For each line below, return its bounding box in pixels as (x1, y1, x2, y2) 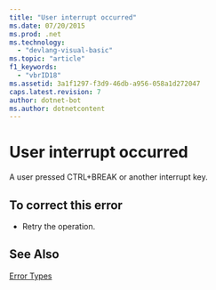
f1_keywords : (9, 63, 58, 72)
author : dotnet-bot (9, 95, 82, 105)
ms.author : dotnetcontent (9, 104, 105, 113)
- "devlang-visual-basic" (17, 46, 114, 55)
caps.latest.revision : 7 (9, 87, 101, 96)
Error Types (9, 270, 52, 281)
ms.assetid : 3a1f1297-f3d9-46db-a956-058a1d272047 (9, 79, 201, 88)
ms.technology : (9, 37, 66, 47)
